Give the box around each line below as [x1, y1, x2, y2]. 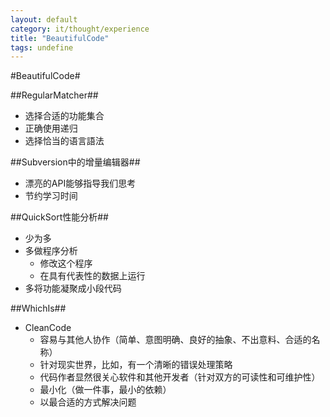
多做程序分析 [24, 245, 78, 257]
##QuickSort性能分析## [10, 211, 109, 223]
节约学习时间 [24, 190, 78, 202]
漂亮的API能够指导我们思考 [24, 177, 137, 190]
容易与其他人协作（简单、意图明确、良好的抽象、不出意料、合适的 [39, 334, 312, 346]
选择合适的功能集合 [24, 110, 105, 122]
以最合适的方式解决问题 [39, 396, 137, 408]
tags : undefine [10, 42, 74, 53]
